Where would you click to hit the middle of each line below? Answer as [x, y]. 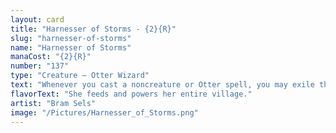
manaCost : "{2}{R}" [51, 57]
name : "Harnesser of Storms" [71, 47]
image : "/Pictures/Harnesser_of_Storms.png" [104, 112]
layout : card [37, 19]
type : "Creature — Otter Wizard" [80, 76]
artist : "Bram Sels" [53, 103]
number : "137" [40, 66]
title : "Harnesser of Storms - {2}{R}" [93, 29]
